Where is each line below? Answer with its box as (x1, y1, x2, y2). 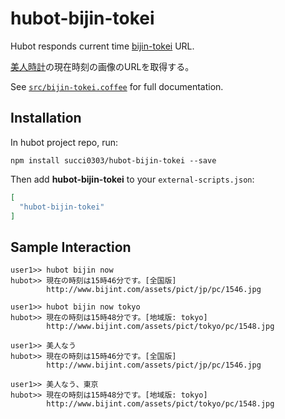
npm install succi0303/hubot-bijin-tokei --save (10, 155, 217, 166)
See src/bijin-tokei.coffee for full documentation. (10, 80, 224, 92)
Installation (10, 110, 82, 127)
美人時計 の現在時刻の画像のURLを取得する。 (10, 60, 195, 72)
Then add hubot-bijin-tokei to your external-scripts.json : (10, 173, 255, 185)
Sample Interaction (10, 238, 132, 256)
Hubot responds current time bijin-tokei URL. (10, 40, 195, 52)
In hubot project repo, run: (10, 136, 119, 148)
